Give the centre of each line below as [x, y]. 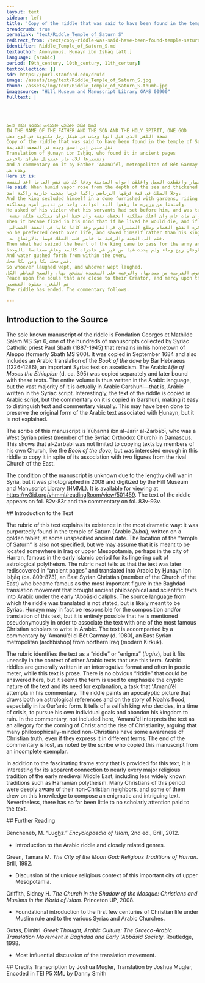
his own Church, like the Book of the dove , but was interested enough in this [102, 450]
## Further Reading [31, 820]
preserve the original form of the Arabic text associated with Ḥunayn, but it [100, 412]
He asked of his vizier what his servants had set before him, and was [99, 210]
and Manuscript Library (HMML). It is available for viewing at [82, 488]
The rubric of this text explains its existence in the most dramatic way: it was [103, 525]
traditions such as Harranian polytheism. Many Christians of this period [95, 782]
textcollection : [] [31, 69]
